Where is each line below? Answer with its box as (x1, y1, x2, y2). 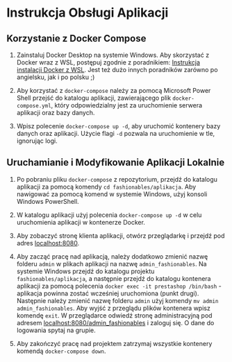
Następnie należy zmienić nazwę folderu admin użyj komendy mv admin (16, 296, 219, 304)
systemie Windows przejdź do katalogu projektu (16, 267, 155, 275)
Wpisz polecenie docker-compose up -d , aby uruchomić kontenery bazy (16, 122, 221, 130)
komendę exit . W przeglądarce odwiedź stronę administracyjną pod (16, 311, 213, 320)
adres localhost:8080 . (16, 239, 80, 247)
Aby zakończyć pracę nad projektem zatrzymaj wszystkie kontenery (16, 339, 213, 347)
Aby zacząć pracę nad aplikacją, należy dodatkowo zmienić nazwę (16, 252, 208, 261)
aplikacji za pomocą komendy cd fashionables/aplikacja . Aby (16, 182, 197, 191)
